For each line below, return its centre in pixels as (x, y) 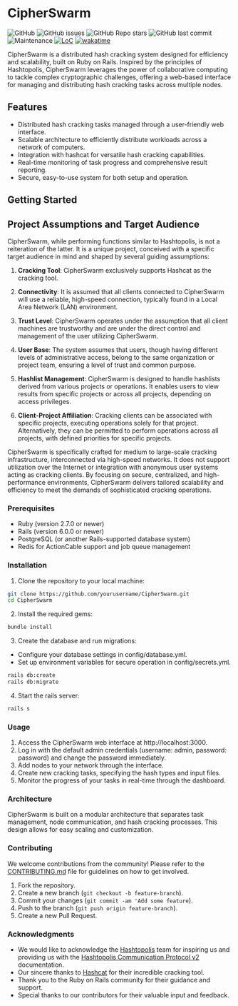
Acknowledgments (41, 934)
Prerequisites (31, 508)
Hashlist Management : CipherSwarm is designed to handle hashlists (119, 378)
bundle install (30, 627)
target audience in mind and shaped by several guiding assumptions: (109, 256)
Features (27, 107)
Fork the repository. (47, 885)
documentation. (41, 965)
